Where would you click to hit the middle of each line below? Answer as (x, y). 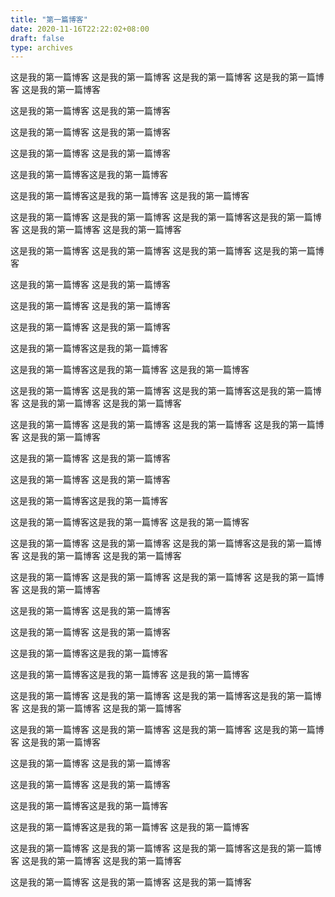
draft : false (37, 38)
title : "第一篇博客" (49, 19)
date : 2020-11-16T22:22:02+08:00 (80, 29)
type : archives (42, 47)
